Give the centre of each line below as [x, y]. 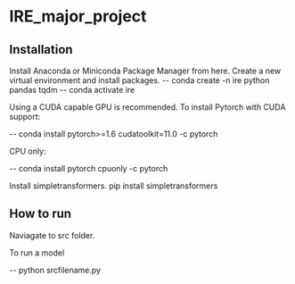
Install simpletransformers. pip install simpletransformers [114, 186]
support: [25, 117]
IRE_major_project [78, 17]
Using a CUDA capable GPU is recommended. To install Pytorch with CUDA [147, 107]
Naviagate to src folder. [52, 235]
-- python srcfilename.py [55, 270]
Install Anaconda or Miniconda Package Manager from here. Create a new [145, 71]
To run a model [37, 253]
